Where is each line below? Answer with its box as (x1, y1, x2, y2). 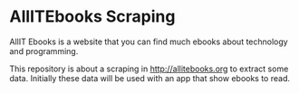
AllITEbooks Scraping (9, 6, 176, 27)
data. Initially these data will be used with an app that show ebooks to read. (9, 72, 291, 83)
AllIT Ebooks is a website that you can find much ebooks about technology (9, 36, 288, 47)
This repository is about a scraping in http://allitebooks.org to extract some (9, 63, 289, 74)
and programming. (9, 45, 79, 56)
